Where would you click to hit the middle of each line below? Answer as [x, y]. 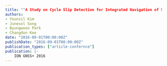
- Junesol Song [21, 24]
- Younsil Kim [20, 19]
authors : [14, 14]
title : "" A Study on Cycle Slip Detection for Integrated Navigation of [82, 10]
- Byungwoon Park [23, 28]
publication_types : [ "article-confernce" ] [50, 47]
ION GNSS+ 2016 [30, 56]
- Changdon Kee [21, 33]
